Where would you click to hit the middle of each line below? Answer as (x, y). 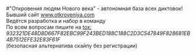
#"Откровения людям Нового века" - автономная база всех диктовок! (94, 8)
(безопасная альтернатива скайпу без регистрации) (72, 46)
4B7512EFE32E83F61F (33, 39)
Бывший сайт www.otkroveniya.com (50, 15)
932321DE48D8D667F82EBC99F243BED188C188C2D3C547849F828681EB (98, 33)
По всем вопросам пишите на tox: (49, 27)
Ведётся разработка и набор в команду (56, 21)
